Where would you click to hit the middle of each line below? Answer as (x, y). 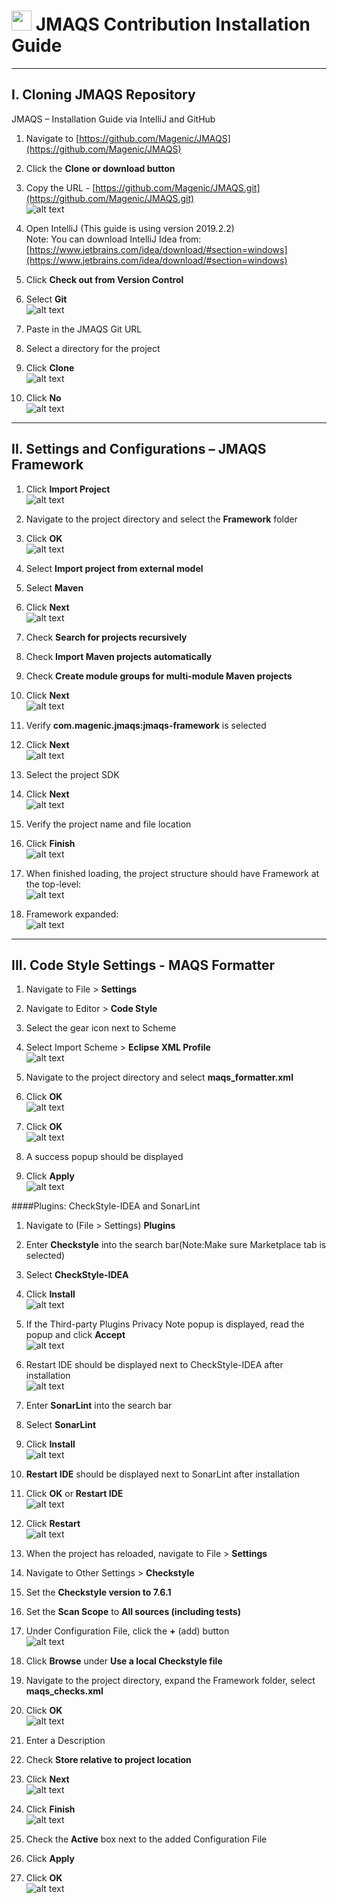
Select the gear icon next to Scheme (101, 1028)
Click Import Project (68, 489)
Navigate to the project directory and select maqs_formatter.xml (159, 1077)
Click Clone (50, 367)
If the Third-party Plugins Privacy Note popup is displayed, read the (165, 1324)
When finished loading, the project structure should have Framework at (172, 873)
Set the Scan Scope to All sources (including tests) (133, 1612)
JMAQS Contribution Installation (173, 24)
